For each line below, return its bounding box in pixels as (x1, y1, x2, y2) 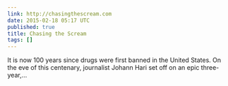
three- (200, 63, 220, 72)
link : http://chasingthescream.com (7, 10, 112, 18)
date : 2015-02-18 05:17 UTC (7, 17, 90, 24)
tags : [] (7, 37, 33, 44)
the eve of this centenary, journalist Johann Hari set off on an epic (7, 63, 200, 72)
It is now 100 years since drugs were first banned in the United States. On (7, 56, 222, 64)
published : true (7, 23, 55, 30)
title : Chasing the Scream (7, 30, 87, 37)
